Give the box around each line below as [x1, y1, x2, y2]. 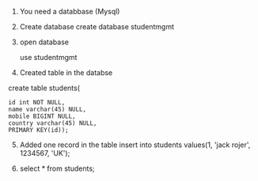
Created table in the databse [19, 68, 113, 77]
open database [19, 37, 70, 47]
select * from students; [19, 164, 95, 173]
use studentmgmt [19, 53, 78, 62]
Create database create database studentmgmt [19, 22, 175, 31]
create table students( [8, 83, 81, 92]
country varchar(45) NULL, [8, 119, 97, 127]
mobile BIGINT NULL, [8, 112, 77, 120]
